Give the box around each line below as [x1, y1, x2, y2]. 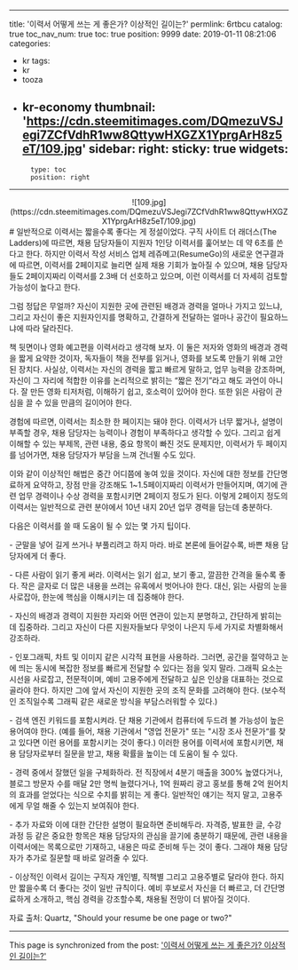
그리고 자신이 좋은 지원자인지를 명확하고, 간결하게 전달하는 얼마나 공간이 [9, 312, 258, 322]
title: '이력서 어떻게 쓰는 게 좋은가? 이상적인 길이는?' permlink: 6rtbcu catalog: [9, 19, 283, 29]
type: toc [30, 165, 67, 174]
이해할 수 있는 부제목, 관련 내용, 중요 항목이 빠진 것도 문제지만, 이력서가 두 [9, 438, 264, 449]
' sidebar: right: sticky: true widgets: [82, 141, 289, 156]
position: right [30, 172, 90, 182]
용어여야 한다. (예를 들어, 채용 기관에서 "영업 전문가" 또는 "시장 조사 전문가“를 [9, 726, 277, 736]
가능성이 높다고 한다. [9, 282, 81, 292]
